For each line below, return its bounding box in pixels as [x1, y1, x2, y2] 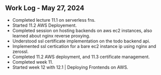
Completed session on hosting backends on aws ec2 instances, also [12, 27, 153, 34]
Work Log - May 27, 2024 [5, 4, 85, 12]
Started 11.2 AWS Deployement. [12, 22, 77, 28]
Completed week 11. [12, 59, 54, 65]
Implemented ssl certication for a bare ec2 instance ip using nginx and [12, 43, 157, 49]
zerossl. [12, 48, 29, 54]
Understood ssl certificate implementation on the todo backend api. [12, 38, 151, 44]
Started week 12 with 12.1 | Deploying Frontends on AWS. [12, 64, 129, 70]
